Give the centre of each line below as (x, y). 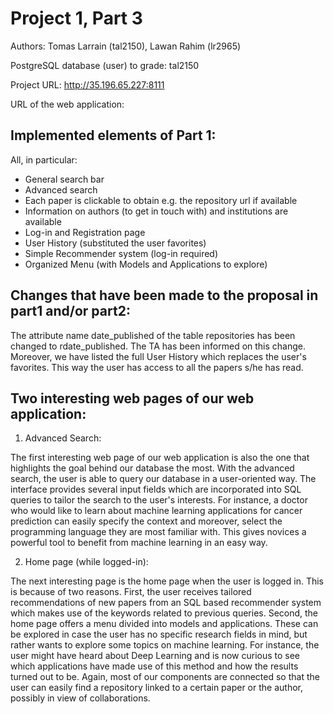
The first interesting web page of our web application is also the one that (160, 458)
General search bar (64, 179)
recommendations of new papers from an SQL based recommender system (166, 603)
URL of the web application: (67, 104)
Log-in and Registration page (85, 232)
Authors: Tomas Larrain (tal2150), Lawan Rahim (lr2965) (126, 46)
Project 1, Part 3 (76, 18)
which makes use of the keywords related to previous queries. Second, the (164, 613)
